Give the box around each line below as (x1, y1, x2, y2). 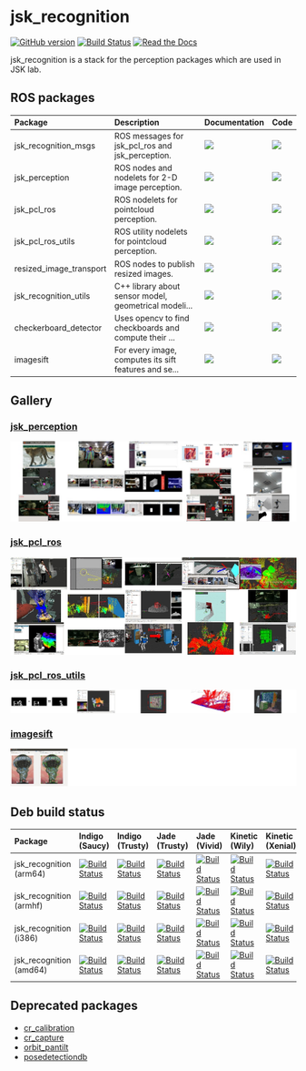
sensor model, (114, 290, 168, 301)
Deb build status (10, 804, 105, 820)
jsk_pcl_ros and (114, 139, 173, 151)
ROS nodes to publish (114, 258, 195, 270)
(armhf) (14, 900, 44, 912)
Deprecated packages (10, 998, 139, 1014)
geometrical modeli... (114, 300, 193, 311)
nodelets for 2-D (114, 171, 178, 183)
